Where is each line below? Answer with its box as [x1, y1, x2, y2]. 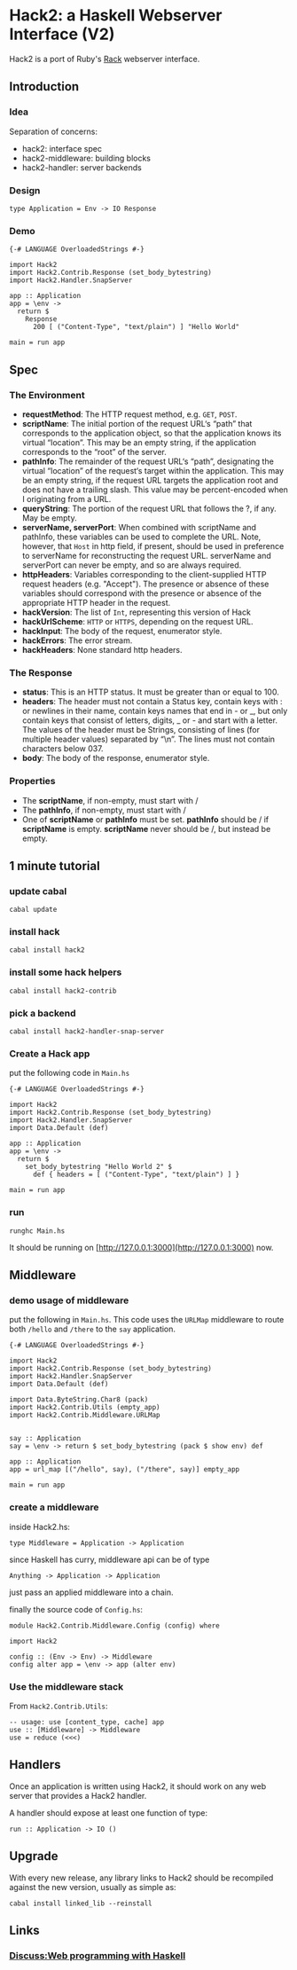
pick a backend [9, 1007, 77, 1019]
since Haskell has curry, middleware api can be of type [9, 1554, 210, 1565]
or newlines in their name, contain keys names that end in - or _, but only [21, 706, 288, 717]
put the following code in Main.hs [9, 1068, 130, 1079]
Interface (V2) [9, 24, 115, 44]
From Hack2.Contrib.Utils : [9, 1700, 108, 1711]
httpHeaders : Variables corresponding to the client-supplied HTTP [21, 569, 267, 579]
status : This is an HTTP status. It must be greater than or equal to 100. [21, 687, 279, 697]
